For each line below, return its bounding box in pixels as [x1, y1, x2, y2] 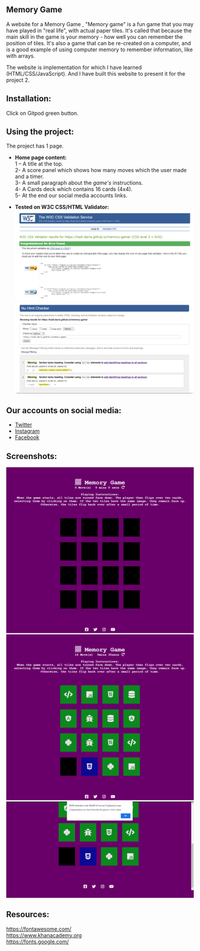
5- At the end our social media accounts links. [14, 192, 128, 199]
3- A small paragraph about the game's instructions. [14, 179, 143, 186]
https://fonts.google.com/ [6, 938, 70, 945]
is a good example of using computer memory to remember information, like [6, 46, 193, 53]
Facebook [14, 434, 40, 441]
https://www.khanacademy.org [6, 931, 82, 938]
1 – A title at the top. [14, 160, 64, 167]
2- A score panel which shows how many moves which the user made [14, 167, 187, 174]
